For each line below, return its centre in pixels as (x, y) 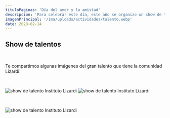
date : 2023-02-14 (24, 24)
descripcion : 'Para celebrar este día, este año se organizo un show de (83, 15)
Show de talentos (33, 44)
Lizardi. (13, 71)
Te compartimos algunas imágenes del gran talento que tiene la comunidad (84, 66)
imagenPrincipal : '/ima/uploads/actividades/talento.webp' (69, 19)
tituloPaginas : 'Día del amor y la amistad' (53, 10)
